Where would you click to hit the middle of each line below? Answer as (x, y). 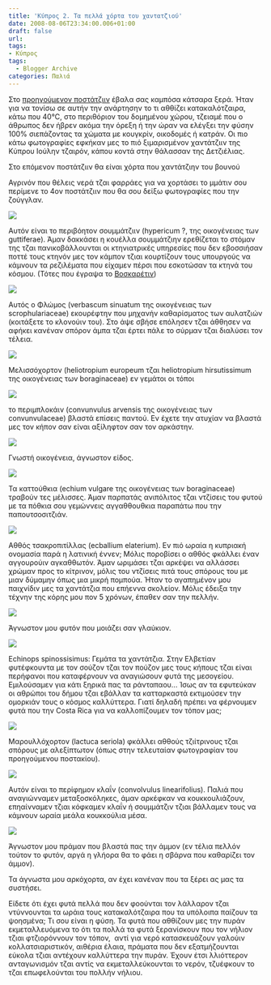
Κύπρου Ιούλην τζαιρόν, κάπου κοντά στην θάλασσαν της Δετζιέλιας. (127, 151)
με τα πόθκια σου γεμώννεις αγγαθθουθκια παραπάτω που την (115, 505)
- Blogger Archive (47, 69)
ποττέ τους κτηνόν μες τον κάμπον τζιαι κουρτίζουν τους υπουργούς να (129, 256)
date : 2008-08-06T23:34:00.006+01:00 (72, 24)
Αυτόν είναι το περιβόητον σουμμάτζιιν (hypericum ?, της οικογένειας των (134, 230)
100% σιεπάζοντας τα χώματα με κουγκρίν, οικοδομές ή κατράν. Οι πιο (128, 134)
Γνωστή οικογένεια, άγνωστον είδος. (71, 457)
